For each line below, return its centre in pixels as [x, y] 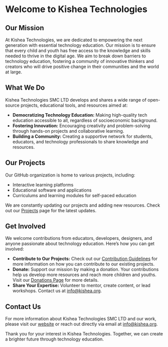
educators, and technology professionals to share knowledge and [80, 141]
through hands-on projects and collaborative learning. [68, 131]
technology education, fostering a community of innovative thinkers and [79, 61]
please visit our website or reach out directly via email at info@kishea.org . [81, 324]
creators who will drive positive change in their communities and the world [82, 67]
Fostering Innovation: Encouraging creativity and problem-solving [81, 125]
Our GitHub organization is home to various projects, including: [70, 175]
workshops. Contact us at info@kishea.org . [57, 291]
